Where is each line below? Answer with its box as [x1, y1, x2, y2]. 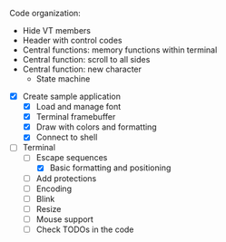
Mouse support [35, 213, 93, 225]
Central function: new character [22, 63, 142, 74]
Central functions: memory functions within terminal [22, 44, 218, 55]
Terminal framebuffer [35, 111, 116, 122]
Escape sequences [35, 152, 108, 163]
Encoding [35, 183, 73, 194]
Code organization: [9, 8, 82, 18]
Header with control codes [22, 35, 123, 45]
